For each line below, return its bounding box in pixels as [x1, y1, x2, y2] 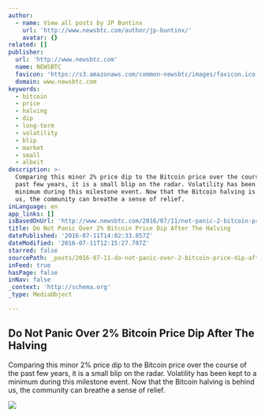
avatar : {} [22, 33, 58, 42]
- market [15, 144, 44, 152]
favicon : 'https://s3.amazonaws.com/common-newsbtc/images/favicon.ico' [15, 70, 259, 78]
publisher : [8, 48, 44, 56]
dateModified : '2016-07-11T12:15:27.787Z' [8, 239, 150, 247]
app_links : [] [8, 210, 55, 218]
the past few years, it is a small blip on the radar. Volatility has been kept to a [8, 368, 257, 378]
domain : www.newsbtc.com [15, 77, 97, 85]
